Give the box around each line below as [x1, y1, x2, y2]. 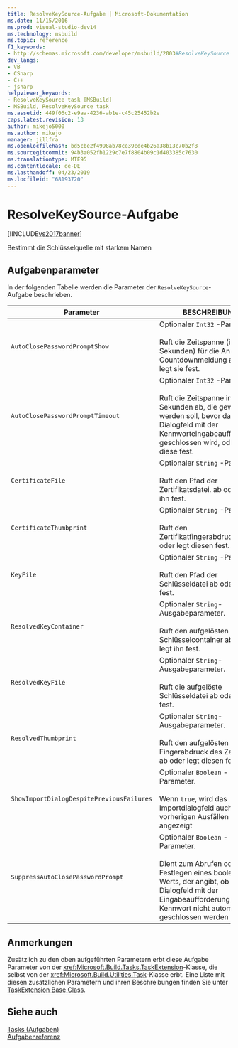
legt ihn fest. [159, 644, 200, 654]
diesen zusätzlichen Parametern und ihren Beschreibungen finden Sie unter [7, 978, 229, 987]
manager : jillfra [7, 136, 59, 143]
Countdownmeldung [159, 355, 227, 365]
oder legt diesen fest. [159, 541, 230, 551]
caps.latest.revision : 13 [7, 116, 84, 123]
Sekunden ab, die [159, 402, 217, 412]
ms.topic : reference [7, 37, 69, 44]
